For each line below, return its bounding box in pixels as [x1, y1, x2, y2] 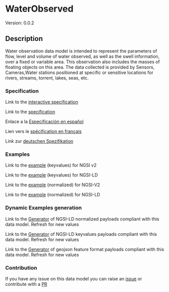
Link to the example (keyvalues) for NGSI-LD [5, 172, 98, 178]
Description [5, 34, 43, 43]
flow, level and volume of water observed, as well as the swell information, [5, 53, 160, 59]
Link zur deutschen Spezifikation [5, 138, 74, 144]
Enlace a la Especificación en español [5, 118, 84, 124]
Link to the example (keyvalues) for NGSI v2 [5, 162, 97, 169]
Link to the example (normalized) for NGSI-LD [5, 192, 100, 198]
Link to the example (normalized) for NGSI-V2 [5, 182, 100, 188]
